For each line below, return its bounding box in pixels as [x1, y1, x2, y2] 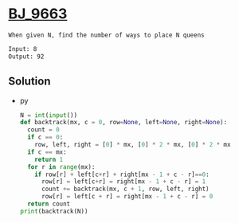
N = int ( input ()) [19, 111, 78, 119]
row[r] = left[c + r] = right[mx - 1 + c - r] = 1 [41, 178, 206, 186]
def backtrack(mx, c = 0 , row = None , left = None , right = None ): [19, 119, 228, 127]
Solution [8, 75, 51, 88]
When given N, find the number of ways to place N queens [8, 31, 205, 39]
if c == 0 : [27, 133, 64, 142]
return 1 [34, 155, 64, 163]
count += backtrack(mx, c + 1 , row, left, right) [41, 185, 210, 194]
